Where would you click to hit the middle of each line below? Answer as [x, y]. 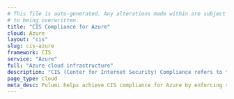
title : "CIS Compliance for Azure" [59, 26]
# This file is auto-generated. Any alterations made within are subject [117, 14]
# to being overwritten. [43, 20]
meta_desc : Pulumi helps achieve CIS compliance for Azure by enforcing [115, 85]
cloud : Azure [26, 33]
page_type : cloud [32, 78]
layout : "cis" [28, 40]
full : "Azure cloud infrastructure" [60, 66]
